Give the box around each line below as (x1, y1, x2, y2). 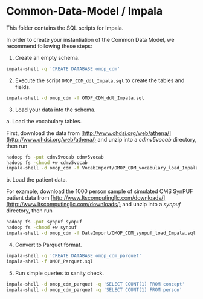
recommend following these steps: (6, 42, 92, 50)
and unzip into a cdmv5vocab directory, (97, 136, 197, 143)
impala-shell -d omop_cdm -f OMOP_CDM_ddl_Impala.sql (6, 95, 145, 101)
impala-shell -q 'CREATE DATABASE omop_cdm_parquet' (6, 252, 142, 258)
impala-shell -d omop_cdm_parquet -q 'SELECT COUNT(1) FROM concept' (6, 281, 185, 287)
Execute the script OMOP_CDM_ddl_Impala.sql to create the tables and (14, 77, 185, 84)
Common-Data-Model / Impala (6, 4, 163, 18)
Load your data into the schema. (14, 106, 96, 113)
